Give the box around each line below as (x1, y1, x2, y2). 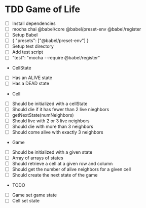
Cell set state (12, 198, 40, 204)
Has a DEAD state (12, 80, 49, 87)
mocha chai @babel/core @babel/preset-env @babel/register (12, 26, 141, 32)
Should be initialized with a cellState (12, 100, 88, 107)
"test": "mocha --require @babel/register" (12, 55, 100, 61)
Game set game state (12, 192, 57, 198)
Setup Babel (12, 32, 38, 38)
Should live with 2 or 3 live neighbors (12, 118, 90, 124)
